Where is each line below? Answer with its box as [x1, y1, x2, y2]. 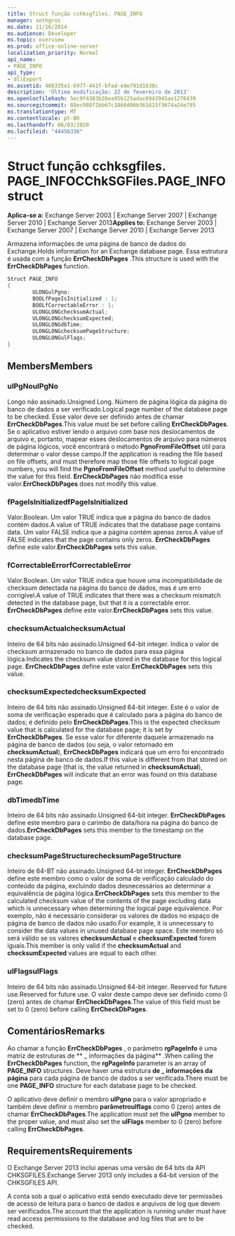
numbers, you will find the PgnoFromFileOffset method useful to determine [7, 464, 226, 473]
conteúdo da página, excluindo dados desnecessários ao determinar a [7, 882, 211, 890]
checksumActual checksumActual [7, 624, 126, 633]
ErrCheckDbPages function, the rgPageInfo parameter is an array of [7, 1058, 207, 1067]
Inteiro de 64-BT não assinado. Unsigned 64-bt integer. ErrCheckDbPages [7, 867, 222, 875]
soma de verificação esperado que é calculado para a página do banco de [7, 710, 223, 718]
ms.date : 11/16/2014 [7, 23, 68, 30]
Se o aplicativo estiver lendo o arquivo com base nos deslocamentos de [7, 427, 215, 435]
